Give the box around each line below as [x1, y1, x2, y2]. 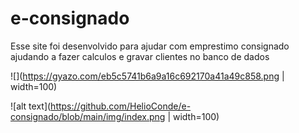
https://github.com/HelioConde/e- [50, 100, 192, 112]
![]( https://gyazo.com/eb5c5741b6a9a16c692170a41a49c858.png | [10, 70, 285, 82]
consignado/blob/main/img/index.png [10, 110, 166, 122]
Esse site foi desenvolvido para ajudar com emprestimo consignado [10, 40, 290, 52]
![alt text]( [10, 100, 52, 112]
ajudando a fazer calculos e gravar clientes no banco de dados [10, 50, 270, 62]
